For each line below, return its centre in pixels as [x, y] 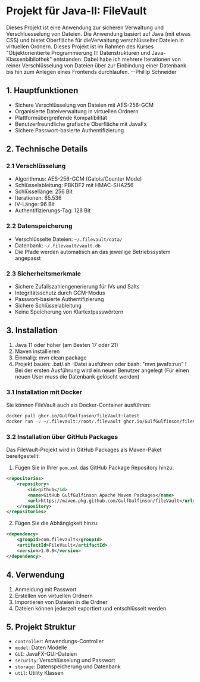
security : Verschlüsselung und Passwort [65, 661]
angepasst [28, 258]
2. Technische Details [47, 149]
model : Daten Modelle [41, 647]
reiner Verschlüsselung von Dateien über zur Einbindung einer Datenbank [96, 65]
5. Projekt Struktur [41, 627]
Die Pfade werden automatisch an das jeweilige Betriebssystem [93, 252]
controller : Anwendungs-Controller [59, 641]
